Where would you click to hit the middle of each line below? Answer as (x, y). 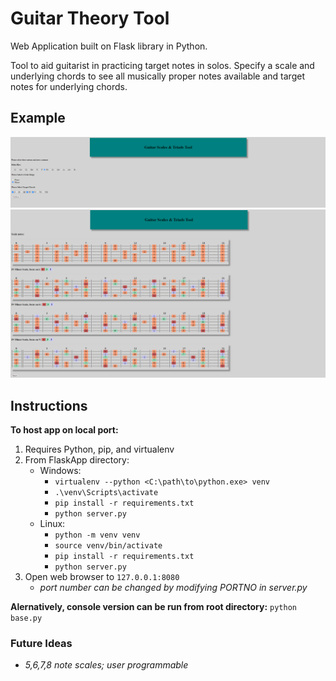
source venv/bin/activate (108, 545)
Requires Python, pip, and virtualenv (99, 449)
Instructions (49, 405)
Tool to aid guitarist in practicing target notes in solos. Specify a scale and (162, 65)
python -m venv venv (97, 535)
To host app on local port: (64, 429)
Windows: (60, 470)
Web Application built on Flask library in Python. (109, 46)
